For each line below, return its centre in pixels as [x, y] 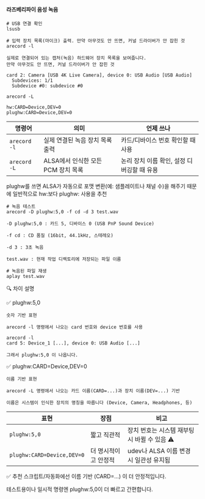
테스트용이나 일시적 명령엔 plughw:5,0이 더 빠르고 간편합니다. [80, 489]
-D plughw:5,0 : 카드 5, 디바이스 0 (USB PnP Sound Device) [80, 224]
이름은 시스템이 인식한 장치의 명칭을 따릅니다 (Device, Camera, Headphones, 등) [99, 403]
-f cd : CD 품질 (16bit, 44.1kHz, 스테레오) [60, 236]
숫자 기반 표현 [22, 315]
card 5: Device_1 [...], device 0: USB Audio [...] [73, 343]
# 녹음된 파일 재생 [27, 271]
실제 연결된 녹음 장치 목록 [78, 140]
